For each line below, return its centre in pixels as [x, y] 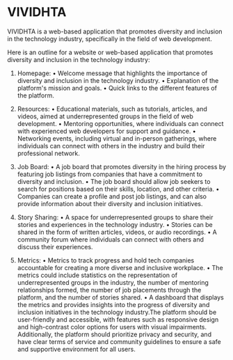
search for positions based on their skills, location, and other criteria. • [118, 189]
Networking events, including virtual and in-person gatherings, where [117, 138]
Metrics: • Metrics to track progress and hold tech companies [106, 260]
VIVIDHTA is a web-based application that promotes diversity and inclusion [115, 31]
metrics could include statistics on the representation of [97, 275]
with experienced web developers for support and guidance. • [106, 131]
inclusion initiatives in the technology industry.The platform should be [117, 312]
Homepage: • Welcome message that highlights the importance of [112, 73]
